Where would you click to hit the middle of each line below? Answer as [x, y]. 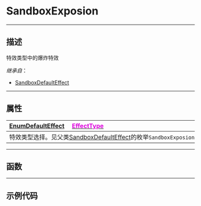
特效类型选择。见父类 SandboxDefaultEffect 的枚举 [79, 137]
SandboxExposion [52, 11]
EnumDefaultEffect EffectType [57, 126]
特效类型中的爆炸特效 [32, 58]
